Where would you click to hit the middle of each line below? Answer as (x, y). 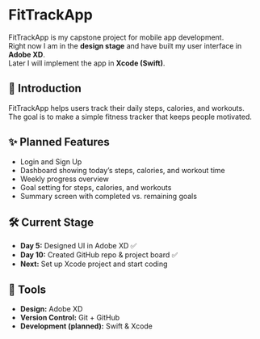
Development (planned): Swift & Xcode (86, 326)
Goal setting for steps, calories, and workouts (96, 187)
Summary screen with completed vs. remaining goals (109, 196)
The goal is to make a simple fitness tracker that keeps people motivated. (130, 117)
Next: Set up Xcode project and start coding (94, 264)
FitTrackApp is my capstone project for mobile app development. (116, 37)
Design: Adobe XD (51, 309)
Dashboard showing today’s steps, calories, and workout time (122, 170)
